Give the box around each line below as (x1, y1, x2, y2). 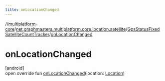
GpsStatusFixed (127, 26, 160, 32)
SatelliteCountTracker (5, 31, 50, 37)
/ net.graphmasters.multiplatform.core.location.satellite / (14, 26, 128, 32)
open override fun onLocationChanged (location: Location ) (5, 70, 125, 76)
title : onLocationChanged (5, 7, 59, 12)
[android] (5, 65, 24, 71)
